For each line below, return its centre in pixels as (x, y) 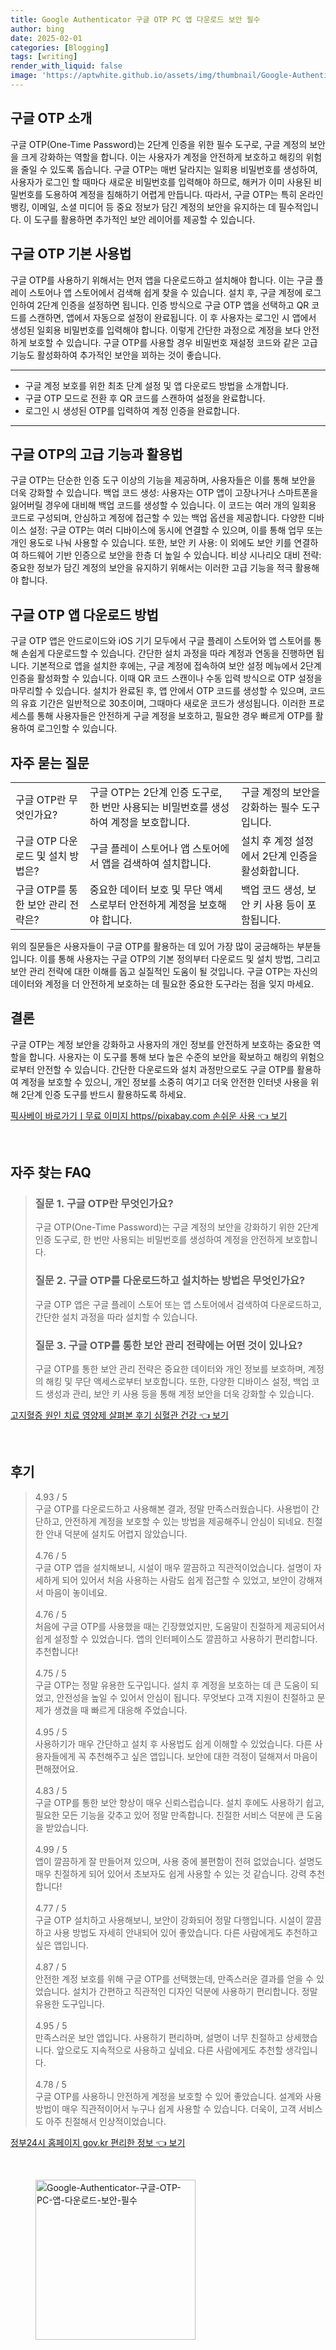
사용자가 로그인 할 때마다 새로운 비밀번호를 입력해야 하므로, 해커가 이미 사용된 (161, 182)
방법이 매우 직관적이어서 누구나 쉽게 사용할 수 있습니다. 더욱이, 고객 (165, 2108)
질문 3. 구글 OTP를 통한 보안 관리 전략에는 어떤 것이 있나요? (168, 1345)
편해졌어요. (56, 1768)
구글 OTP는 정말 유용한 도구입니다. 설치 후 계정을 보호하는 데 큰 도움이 (171, 1685)
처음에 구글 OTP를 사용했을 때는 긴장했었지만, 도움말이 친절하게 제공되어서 (179, 1626)
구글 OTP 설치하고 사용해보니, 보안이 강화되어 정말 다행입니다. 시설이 (169, 1920)
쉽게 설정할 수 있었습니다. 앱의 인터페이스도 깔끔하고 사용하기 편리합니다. (176, 1638)
